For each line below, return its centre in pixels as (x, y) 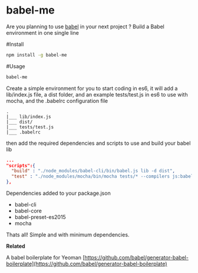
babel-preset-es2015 (40, 217)
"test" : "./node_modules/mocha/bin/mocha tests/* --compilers (90, 177)
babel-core (28, 211)
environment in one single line (43, 32)
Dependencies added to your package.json (58, 193)
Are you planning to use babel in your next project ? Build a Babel (85, 26)
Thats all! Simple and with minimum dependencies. (68, 235)
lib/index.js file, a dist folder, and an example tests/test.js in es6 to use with (97, 94)
